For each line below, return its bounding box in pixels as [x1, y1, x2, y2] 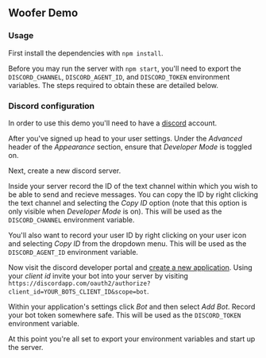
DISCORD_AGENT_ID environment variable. [8, 247, 139, 256]
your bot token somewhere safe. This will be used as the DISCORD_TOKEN [8, 310, 241, 320]
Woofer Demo [8, 6, 79, 20]
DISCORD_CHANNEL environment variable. [8, 214, 135, 225]
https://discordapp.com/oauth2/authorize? [8, 279, 151, 287]
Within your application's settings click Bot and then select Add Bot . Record [8, 302, 256, 311]
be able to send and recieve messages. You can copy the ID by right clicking [8, 190, 259, 199]
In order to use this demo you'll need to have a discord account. [8, 118, 218, 128]
